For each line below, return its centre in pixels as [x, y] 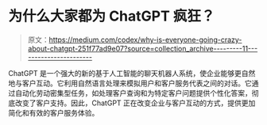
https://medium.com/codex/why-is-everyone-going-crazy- [145, 40]
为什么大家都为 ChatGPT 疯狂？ [112, 16]
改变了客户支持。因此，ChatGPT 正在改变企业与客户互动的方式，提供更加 [135, 103]
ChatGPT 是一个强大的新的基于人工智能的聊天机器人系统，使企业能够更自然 [132, 73]
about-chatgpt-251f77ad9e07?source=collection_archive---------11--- [143, 48]
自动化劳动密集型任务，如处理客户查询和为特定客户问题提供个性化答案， [133, 93]
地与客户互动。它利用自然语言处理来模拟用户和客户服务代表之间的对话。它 [130, 83]
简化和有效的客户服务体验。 [54, 112]
